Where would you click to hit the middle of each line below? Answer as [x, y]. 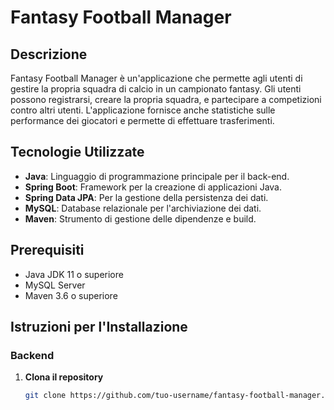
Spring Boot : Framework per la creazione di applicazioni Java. [153, 187]
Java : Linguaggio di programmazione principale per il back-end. [157, 176]
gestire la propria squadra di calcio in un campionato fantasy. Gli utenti [156, 89]
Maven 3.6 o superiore [71, 295]
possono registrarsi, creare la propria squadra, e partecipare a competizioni [166, 99]
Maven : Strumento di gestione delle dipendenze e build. [140, 218]
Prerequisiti [47, 250]
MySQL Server [55, 285]
